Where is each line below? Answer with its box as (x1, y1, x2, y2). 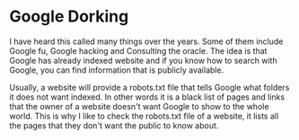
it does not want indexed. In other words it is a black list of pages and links (9, 92, 286, 102)
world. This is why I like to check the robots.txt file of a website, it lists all (9, 110, 279, 121)
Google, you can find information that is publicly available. (9, 65, 224, 75)
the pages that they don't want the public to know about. (9, 119, 219, 131)
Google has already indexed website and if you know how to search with (9, 55, 277, 66)
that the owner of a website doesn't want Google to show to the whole (9, 101, 269, 111)
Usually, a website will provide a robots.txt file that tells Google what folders (9, 82, 290, 92)
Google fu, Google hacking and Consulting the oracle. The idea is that (9, 45, 268, 56)
